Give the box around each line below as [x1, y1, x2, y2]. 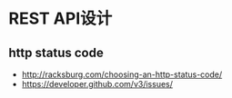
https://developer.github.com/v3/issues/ [21, 79, 174, 89]
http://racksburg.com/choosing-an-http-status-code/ [21, 69, 223, 80]
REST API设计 [8, 8, 113, 29]
